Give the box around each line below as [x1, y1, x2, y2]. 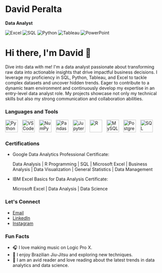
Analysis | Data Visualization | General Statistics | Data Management [12, 166, 153, 172]
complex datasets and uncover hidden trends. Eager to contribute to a [5, 79, 149, 85]
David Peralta [5, 3, 62, 15]
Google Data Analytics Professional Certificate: [12, 151, 109, 157]
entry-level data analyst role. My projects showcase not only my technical [5, 90, 157, 96]
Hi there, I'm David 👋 [5, 47, 91, 58]
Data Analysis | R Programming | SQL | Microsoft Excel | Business [12, 161, 147, 167]
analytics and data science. [12, 262, 69, 268]
